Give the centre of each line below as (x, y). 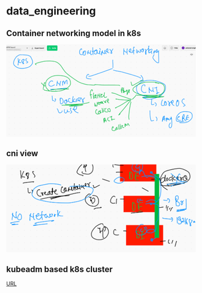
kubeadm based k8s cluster (60, 269)
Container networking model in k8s (74, 33)
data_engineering (51, 11)
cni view (22, 153)
